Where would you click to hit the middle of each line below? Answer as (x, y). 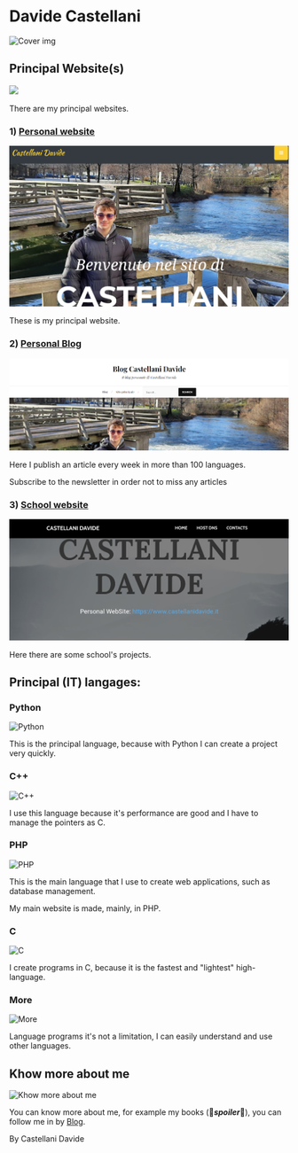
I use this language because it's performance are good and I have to (134, 813)
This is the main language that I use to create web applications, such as (140, 881)
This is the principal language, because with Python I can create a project (143, 744)
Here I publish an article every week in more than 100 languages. (128, 465)
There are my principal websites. (69, 108)
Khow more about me (70, 1074)
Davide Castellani (75, 16)
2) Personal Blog (46, 344)
